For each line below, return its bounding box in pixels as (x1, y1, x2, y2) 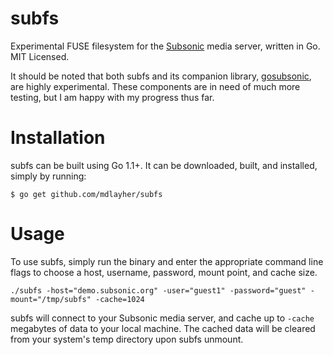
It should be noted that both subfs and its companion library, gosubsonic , (10, 70, 312, 82)
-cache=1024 (95, 294, 145, 304)
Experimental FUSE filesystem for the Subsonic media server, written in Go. (10, 40, 321, 52)
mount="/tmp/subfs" (10, 294, 92, 304)
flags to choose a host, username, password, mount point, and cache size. (10, 266, 318, 278)
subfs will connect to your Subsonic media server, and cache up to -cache (10, 312, 315, 324)
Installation (10, 127, 106, 149)
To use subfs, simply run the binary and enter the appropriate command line (10, 255, 324, 267)
